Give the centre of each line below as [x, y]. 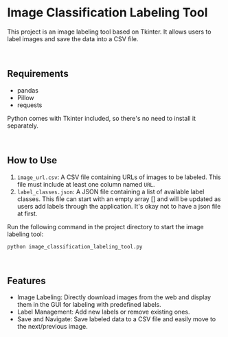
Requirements [38, 74]
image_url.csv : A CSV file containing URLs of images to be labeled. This [119, 177]
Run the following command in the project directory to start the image [105, 226]
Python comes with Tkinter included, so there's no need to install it [102, 118]
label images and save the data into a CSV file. [73, 38]
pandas [28, 90]
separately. [23, 126]
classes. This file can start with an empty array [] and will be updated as [119, 199]
